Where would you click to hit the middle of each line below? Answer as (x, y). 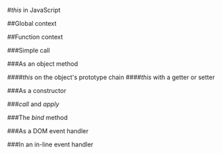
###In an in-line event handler (50, 144)
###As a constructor (37, 91)
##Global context (32, 23)
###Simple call (29, 50)
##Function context (35, 37)
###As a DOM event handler (48, 131)
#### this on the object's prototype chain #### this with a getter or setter (111, 77)
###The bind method (37, 118)
